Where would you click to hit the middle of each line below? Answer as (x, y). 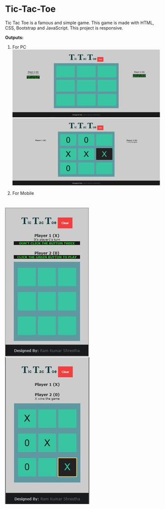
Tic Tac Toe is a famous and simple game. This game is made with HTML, (80, 23)
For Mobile (23, 193)
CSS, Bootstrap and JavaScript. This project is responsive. (64, 28)
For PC (19, 47)
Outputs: (14, 37)
